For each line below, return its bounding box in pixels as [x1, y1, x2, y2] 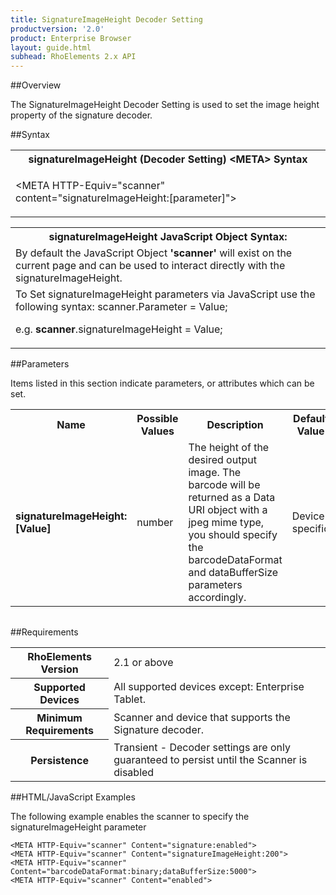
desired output [188, 453, 257, 467]
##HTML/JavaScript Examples [10, 791, 136, 803]
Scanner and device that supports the [113, 711, 291, 725]
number [136, 516, 174, 530]
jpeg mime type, [188, 516, 265, 530]
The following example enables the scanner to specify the [10, 810, 250, 822]
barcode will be [188, 478, 261, 492]
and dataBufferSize [188, 566, 279, 580]
